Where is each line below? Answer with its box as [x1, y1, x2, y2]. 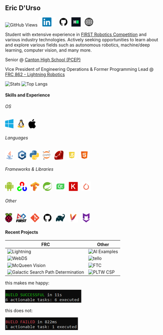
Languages [5, 135, 28, 141]
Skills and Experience [5, 92, 50, 98]
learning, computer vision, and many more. [5, 47, 92, 53]
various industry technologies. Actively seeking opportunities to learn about [5, 36, 159, 42]
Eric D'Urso [5, 4, 41, 12]
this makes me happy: [5, 280, 50, 286]
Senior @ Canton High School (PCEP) [5, 57, 81, 62]
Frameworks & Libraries [5, 166, 54, 172]
